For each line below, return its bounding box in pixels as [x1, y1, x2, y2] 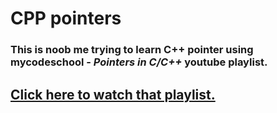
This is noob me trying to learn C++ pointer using [10, 43, 254, 57]
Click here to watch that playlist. [10, 86, 216, 103]
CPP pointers [10, 7, 122, 30]
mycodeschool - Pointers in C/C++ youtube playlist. [10, 55, 268, 69]
